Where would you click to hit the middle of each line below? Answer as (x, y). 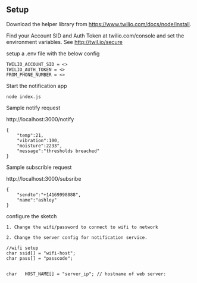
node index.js (24, 97)
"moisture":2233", (40, 146)
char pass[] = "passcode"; (40, 258)
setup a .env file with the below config (53, 54)
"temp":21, (30, 135)
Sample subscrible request (39, 167)
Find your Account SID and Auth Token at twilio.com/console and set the (95, 36)
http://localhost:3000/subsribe (44, 178)
